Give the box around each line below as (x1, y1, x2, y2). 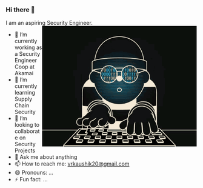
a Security (14, 50, 41, 58)
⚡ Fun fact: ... (14, 176, 48, 183)
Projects (14, 147, 36, 154)
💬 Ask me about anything (14, 153, 78, 161)
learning (14, 89, 36, 96)
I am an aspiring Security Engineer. (5, 19, 93, 27)
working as (14, 44, 43, 51)
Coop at (14, 63, 35, 70)
